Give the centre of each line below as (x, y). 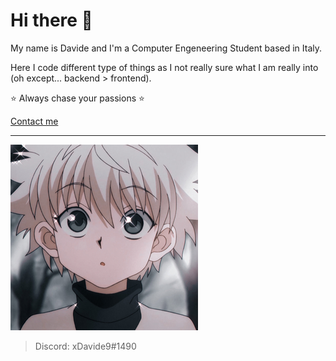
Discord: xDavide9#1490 (85, 346)
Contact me (34, 121)
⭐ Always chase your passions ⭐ (77, 98)
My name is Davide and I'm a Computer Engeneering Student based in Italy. (166, 48)
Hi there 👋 (51, 20)
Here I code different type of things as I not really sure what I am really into (164, 67)
